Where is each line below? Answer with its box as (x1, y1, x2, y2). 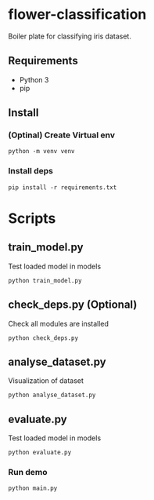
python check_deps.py (8, 334, 79, 342)
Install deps (8, 166, 53, 177)
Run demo (8, 467, 48, 478)
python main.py (8, 484, 58, 492)
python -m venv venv (8, 148, 76, 155)
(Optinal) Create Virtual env (8, 130, 116, 141)
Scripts (8, 210, 56, 227)
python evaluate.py (8, 449, 72, 457)
